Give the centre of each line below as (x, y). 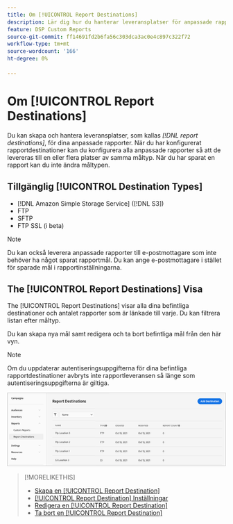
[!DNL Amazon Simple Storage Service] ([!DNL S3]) (90, 203)
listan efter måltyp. (34, 320)
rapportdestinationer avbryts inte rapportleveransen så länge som (101, 376)
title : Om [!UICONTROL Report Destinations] (72, 15)
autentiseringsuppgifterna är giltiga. (58, 383)
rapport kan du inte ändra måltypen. (59, 165)
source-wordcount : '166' (43, 51)
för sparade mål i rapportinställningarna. (65, 267)
